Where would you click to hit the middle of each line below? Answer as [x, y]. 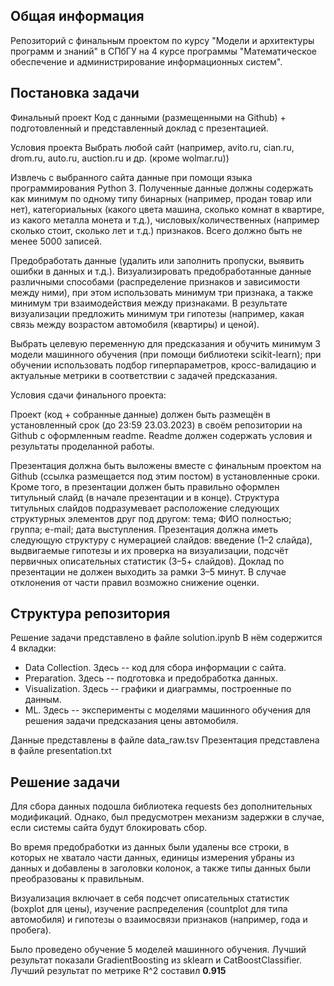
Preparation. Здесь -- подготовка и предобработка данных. [151, 678]
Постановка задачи [75, 93]
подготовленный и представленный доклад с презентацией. [139, 128]
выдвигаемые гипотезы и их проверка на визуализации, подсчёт [149, 550]
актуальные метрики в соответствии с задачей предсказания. [144, 375]
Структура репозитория [90, 614]
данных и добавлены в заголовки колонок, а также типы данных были [161, 868]
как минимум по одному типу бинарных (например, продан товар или [161, 198]
